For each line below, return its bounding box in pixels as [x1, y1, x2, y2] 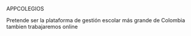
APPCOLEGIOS [6, 5, 44, 12]
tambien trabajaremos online [6, 23, 78, 30]
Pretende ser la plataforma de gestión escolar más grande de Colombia [6, 17, 186, 23]
